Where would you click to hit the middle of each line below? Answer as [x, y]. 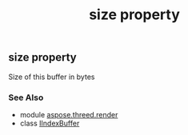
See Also [26, 97]
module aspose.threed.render [69, 114]
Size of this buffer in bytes [52, 77]
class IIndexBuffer [50, 123]
